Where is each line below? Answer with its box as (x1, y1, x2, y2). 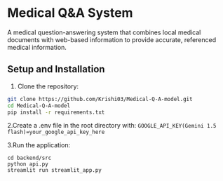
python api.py (7, 161, 49, 168)
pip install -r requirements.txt (7, 109, 105, 116)
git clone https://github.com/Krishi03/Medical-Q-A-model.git (7, 95, 193, 102)
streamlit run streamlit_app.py (7, 167, 102, 174)
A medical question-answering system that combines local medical (7, 28, 201, 36)
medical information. (7, 43, 67, 51)
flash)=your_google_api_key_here (7, 128, 105, 136)
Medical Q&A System (7, 5, 133, 21)
